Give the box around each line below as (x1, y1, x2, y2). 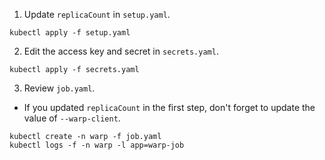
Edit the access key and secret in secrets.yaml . (23, 45, 219, 57)
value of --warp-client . (23, 112, 121, 124)
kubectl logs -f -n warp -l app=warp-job (9, 140, 185, 150)
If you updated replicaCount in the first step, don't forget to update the (23, 102, 316, 113)
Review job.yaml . (23, 82, 96, 94)
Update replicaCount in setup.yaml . (23, 9, 171, 20)
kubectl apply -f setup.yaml (9, 28, 131, 38)
